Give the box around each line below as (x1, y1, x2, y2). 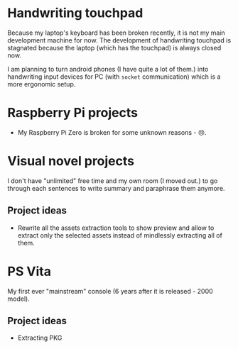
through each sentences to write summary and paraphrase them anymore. (7, 184, 225, 192)
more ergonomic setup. (7, 79, 76, 88)
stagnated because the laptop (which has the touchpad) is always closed (7, 43, 222, 52)
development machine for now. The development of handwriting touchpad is (7, 35, 232, 44)
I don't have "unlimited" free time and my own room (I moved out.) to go (7, 176, 218, 185)
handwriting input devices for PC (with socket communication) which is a (7, 72, 221, 81)
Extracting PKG (17, 333, 63, 342)
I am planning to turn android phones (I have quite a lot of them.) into (7, 65, 209, 73)
